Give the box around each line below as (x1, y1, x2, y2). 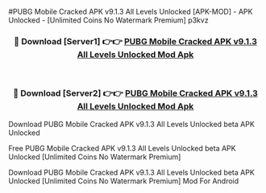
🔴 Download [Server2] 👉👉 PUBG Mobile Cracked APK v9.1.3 (13, 88, 258, 99)
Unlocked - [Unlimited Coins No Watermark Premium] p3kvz (8, 15, 209, 25)
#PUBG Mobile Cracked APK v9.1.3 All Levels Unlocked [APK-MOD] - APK (8, 7, 253, 16)
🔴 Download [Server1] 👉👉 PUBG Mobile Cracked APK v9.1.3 (13, 35, 258, 47)
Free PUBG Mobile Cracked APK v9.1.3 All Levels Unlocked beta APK (8, 143, 236, 153)
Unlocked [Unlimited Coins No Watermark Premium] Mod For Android (8, 176, 239, 186)
